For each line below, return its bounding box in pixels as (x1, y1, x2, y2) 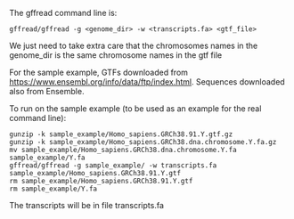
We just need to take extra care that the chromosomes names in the (9, 40, 258, 51)
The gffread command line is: (9, 8, 118, 18)
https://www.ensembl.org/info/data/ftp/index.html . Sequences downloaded (9, 77, 285, 87)
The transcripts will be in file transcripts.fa (9, 200, 165, 210)
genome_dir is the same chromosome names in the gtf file (9, 50, 223, 61)
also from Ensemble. (9, 86, 85, 96)
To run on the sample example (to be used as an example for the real (9, 103, 262, 114)
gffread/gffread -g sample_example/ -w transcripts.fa (9, 161, 217, 170)
